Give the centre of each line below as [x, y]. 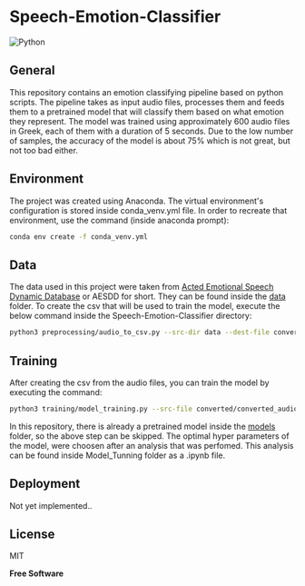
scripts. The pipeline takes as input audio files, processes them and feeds [147, 102]
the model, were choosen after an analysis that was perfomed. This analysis [152, 445]
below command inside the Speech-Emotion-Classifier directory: [131, 316]
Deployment [45, 484]
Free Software [37, 573]
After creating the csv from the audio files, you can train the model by [139, 382]
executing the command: [56, 392]
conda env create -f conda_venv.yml [79, 237]
